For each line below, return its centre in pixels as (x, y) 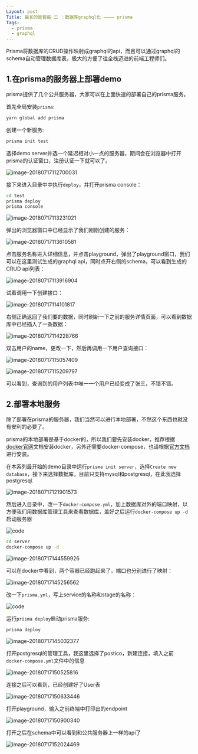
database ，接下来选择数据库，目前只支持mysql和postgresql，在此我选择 (94, 474)
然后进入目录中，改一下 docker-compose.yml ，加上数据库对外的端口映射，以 (97, 504)
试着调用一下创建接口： (34, 293)
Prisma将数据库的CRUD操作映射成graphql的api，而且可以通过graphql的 (93, 51)
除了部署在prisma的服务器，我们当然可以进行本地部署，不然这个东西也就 (94, 419)
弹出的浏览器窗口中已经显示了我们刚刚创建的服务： (68, 230)
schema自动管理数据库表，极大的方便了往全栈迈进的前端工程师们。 (88, 58)
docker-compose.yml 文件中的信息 (45, 660)
